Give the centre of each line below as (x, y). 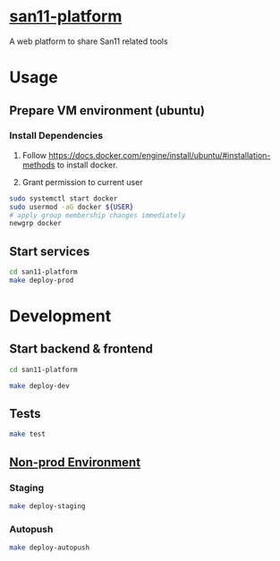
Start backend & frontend (81, 349)
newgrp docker (36, 224)
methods (38, 165)
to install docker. (87, 165)
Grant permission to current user (82, 182)
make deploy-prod (42, 280)
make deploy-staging (48, 506)
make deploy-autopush (50, 548)
